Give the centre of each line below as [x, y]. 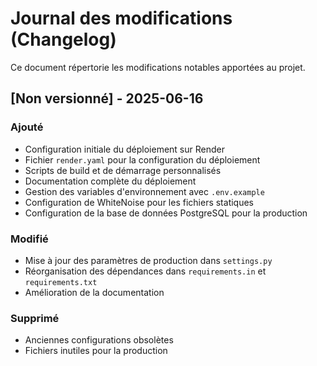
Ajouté [27, 127]
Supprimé [35, 318]
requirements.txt [61, 282]
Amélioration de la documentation [94, 292]
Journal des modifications [121, 18]
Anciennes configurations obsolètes [99, 340]
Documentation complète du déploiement [110, 181]
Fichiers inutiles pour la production [96, 351]
